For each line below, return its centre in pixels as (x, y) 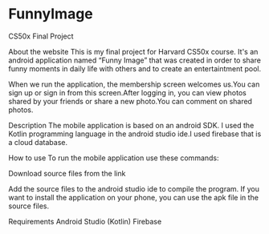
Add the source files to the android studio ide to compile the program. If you (134, 188)
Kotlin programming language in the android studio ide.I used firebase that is (135, 134)
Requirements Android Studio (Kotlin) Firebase (85, 221)
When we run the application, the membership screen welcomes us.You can (134, 84)
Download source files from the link (67, 173)
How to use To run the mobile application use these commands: (114, 158)
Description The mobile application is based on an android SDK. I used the (131, 125)
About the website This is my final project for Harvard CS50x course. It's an (133, 51)
